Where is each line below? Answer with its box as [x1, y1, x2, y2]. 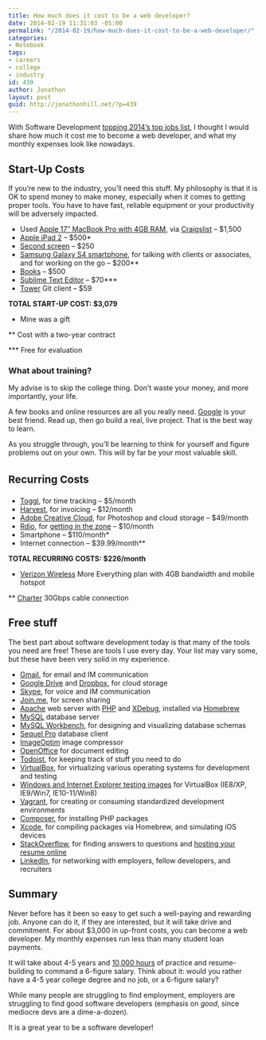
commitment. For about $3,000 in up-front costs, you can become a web [8, 925, 248, 935]
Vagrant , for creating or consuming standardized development [19, 796, 225, 806]
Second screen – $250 [19, 240, 95, 251]
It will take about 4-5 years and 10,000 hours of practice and [8, 957, 207, 968]
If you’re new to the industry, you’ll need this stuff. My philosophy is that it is [8, 183, 258, 193]
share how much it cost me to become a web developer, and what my [8, 131, 237, 140]
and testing [19, 771, 57, 780]
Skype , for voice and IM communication [19, 686, 151, 696]
